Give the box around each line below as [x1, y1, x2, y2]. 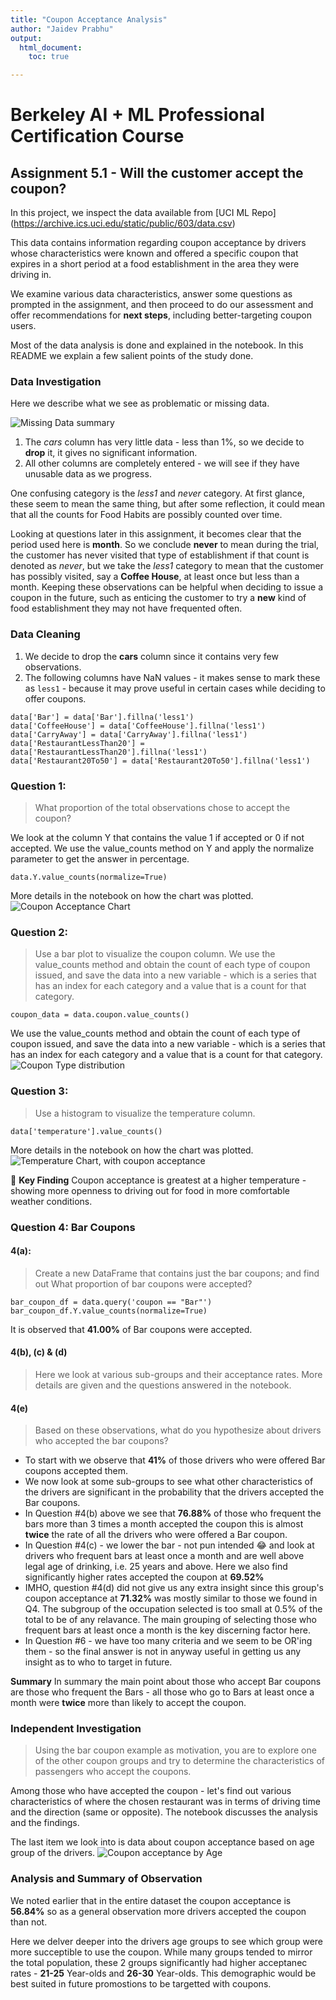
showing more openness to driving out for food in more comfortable [10, 1184, 290, 1196]
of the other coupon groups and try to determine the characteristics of [34, 1755, 325, 1767]
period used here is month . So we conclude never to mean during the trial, [10, 539, 320, 551]
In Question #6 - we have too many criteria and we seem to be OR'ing [24, 1635, 313, 1647]
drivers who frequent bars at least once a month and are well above [24, 1550, 305, 1562]
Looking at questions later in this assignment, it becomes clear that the [10, 528, 302, 540]
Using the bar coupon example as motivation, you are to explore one [34, 1744, 317, 1756]
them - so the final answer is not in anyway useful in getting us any [24, 1646, 302, 1658]
